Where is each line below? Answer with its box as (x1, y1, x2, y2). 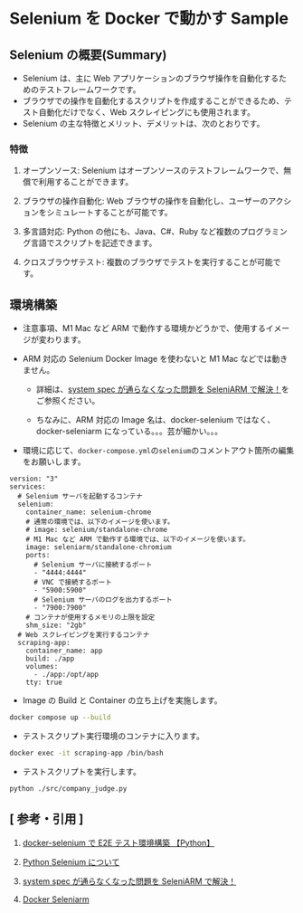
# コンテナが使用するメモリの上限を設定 (25, 613, 156, 623)
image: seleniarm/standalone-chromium (25, 543, 172, 552)
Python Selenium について (22, 856, 120, 867)
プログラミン (239, 226, 288, 237)
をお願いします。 (22, 456, 86, 467)
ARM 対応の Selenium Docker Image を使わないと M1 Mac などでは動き (22, 354, 289, 365)
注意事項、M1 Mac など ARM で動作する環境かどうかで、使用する (22, 323, 267, 334)
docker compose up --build (9, 713, 111, 722)
